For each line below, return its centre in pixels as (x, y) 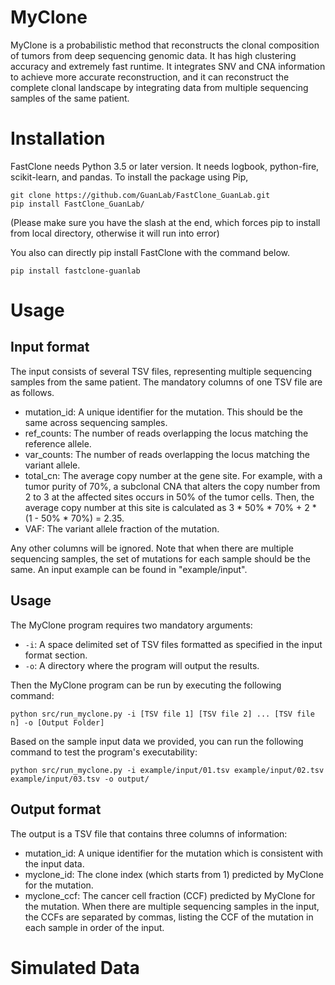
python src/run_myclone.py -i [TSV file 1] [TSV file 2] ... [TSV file (162, 714)
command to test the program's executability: (104, 752)
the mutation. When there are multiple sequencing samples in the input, (172, 906)
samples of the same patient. (70, 98)
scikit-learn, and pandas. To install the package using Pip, (129, 177)
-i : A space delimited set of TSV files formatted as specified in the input (173, 644)
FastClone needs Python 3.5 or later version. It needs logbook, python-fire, (165, 166)
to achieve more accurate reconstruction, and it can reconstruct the (150, 77)
